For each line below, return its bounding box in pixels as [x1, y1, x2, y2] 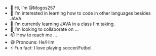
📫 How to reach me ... [10, 32, 57, 38]
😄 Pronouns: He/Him [10, 39, 55, 45]
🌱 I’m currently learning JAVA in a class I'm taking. [10, 21, 115, 27]
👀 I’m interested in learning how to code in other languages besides [10, 10, 151, 16]
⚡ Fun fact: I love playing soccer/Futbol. [10, 45, 93, 50]
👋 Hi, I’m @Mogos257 [10, 5, 56, 11]
